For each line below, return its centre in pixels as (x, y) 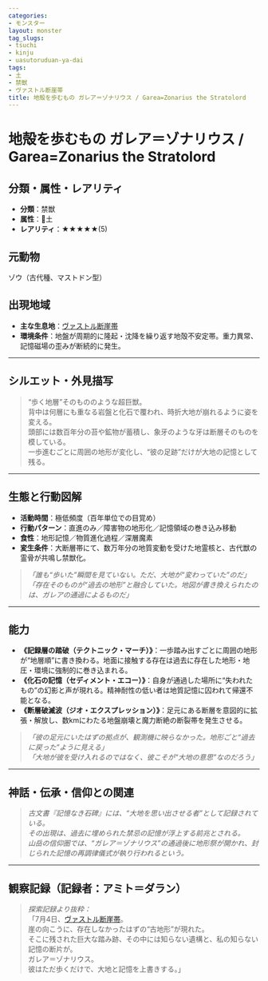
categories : (28, 16)
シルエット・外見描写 (61, 381)
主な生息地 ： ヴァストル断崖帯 (69, 325)
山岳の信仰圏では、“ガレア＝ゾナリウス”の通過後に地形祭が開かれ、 (140, 843)
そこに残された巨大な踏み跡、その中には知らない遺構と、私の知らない (143, 939)
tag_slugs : (26, 38)
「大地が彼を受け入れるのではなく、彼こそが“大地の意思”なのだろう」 (143, 757)
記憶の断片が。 (52, 949)
